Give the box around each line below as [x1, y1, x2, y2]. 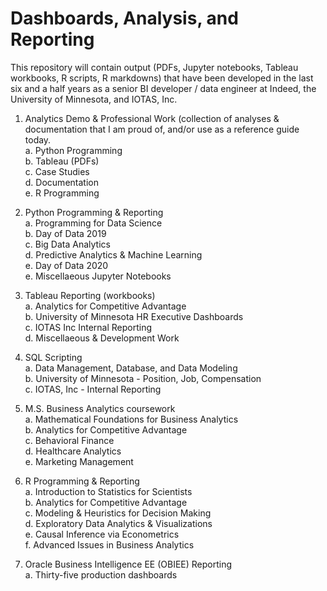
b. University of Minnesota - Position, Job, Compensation [24, 372, 262, 384]
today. [24, 133, 52, 146]
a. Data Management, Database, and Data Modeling [24, 362, 238, 374]
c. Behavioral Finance [24, 434, 115, 446]
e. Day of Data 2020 [24, 259, 109, 271]
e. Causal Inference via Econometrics [24, 528, 180, 540]
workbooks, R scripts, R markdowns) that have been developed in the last [10, 72, 314, 84]
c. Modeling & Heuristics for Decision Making [24, 507, 212, 519]
